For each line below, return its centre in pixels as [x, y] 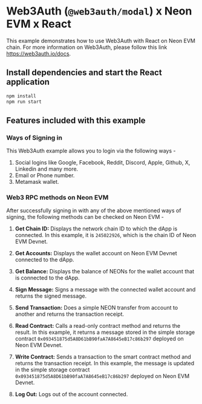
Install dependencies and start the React [84, 73]
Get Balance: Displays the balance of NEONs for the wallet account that [105, 272]
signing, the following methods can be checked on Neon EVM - [85, 217]
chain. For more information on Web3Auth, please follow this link [87, 47]
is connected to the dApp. [47, 278]
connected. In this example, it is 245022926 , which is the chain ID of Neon [106, 235]
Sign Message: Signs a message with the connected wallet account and [105, 290]
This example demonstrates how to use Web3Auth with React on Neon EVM [101, 41]
